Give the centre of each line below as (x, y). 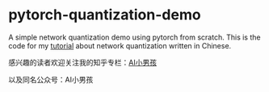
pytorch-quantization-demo (105, 15)
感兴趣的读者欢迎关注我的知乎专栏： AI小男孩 (83, 62)
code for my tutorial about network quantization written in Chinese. (120, 45)
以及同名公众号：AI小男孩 (51, 79)
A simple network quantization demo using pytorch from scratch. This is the (134, 37)
